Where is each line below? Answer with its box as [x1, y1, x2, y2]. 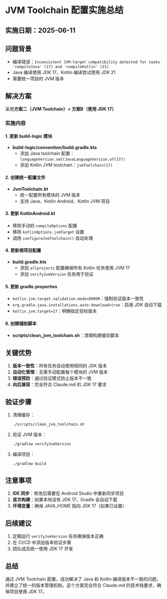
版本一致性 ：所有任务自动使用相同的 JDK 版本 [12, 363, 107, 369]
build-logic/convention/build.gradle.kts [12, 145, 97, 151]
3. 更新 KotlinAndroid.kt [5, 211, 55, 217]
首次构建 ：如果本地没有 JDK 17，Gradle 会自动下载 [12, 496, 117, 503]
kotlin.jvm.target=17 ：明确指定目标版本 [12, 308, 97, 314]
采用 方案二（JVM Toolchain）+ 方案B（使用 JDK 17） [5, 106, 116, 112]
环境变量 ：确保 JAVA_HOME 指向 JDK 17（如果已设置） [12, 503, 127, 509]
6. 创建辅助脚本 [5, 320, 37, 326]
